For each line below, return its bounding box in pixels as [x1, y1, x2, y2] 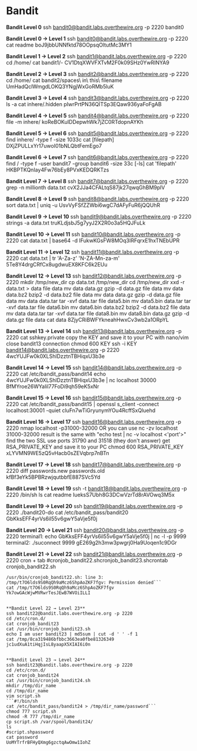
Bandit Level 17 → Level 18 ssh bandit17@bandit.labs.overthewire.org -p [6, 461, 181, 468]
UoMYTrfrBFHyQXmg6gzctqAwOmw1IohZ [6, 739, 91, 745]
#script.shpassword [6, 729, 54, 735]
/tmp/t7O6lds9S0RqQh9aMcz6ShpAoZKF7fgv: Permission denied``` [6, 579, 162, 585]
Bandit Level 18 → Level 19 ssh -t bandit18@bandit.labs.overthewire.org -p [6, 485, 187, 492]
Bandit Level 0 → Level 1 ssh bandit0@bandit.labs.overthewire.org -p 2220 [6, 35, 188, 42]
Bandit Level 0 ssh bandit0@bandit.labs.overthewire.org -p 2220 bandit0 [6, 24, 184, 31]
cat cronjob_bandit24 [6, 672, 59, 678]
